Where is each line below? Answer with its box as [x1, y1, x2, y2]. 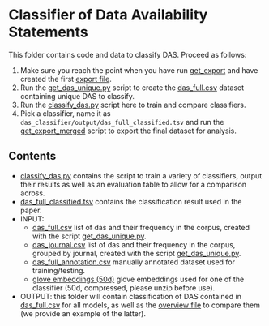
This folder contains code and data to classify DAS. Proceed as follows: [8, 49, 247, 59]
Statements [8, 23, 89, 41]
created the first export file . [19, 74, 112, 84]
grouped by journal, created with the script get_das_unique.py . [32, 248, 241, 258]
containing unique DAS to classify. [19, 91, 135, 101]
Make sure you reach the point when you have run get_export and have [19, 65, 258, 75]
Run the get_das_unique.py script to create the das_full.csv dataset [19, 83, 245, 92]
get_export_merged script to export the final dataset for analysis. [19, 126, 237, 135]
